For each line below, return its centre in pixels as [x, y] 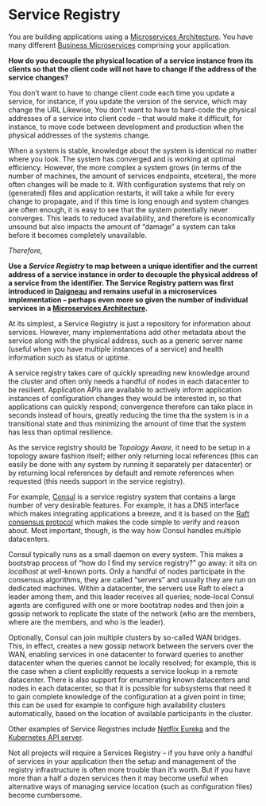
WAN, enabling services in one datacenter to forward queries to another [126, 654]
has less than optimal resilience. [61, 432]
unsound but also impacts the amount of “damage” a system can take [122, 226]
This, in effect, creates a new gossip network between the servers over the [131, 645]
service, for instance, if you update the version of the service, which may [128, 101]
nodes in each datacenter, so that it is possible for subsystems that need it [130, 688]
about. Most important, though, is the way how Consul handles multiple [125, 530]
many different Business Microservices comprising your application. [120, 45]
